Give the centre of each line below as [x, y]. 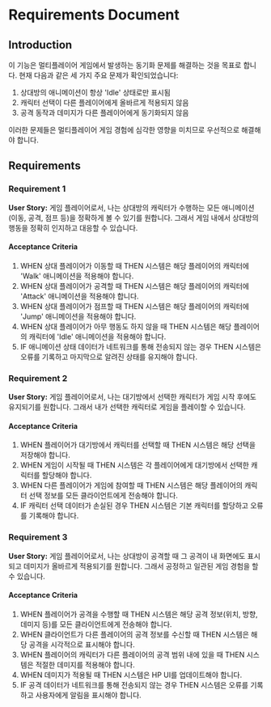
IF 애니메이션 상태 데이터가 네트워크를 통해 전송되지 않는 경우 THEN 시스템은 [140, 346]
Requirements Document [94, 15]
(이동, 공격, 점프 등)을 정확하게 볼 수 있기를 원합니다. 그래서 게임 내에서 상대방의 [133, 218]
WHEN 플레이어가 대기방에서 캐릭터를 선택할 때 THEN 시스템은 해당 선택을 [138, 445]
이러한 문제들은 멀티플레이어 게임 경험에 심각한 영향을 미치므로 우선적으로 [124, 130]
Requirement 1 [37, 189]
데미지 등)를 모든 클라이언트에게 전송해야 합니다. [96, 624]
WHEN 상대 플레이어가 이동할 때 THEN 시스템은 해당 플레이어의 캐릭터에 [134, 265]
